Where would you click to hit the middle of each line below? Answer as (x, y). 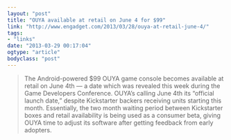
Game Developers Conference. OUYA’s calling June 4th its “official (119, 93)
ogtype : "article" (34, 53)
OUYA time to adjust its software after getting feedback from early (119, 123)
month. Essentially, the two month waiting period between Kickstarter (123, 107)
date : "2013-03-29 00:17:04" (49, 46)
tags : (15, 33)
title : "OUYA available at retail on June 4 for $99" (87, 20)
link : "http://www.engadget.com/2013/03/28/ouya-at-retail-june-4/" (108, 26)
